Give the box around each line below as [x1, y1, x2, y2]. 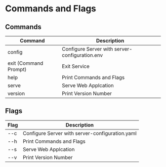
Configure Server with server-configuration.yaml [23, 129, 137, 136]
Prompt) [7, 66, 27, 73]
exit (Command [7, 60, 43, 67]
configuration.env [61, 52, 103, 58]
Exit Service [61, 63, 90, 70]
